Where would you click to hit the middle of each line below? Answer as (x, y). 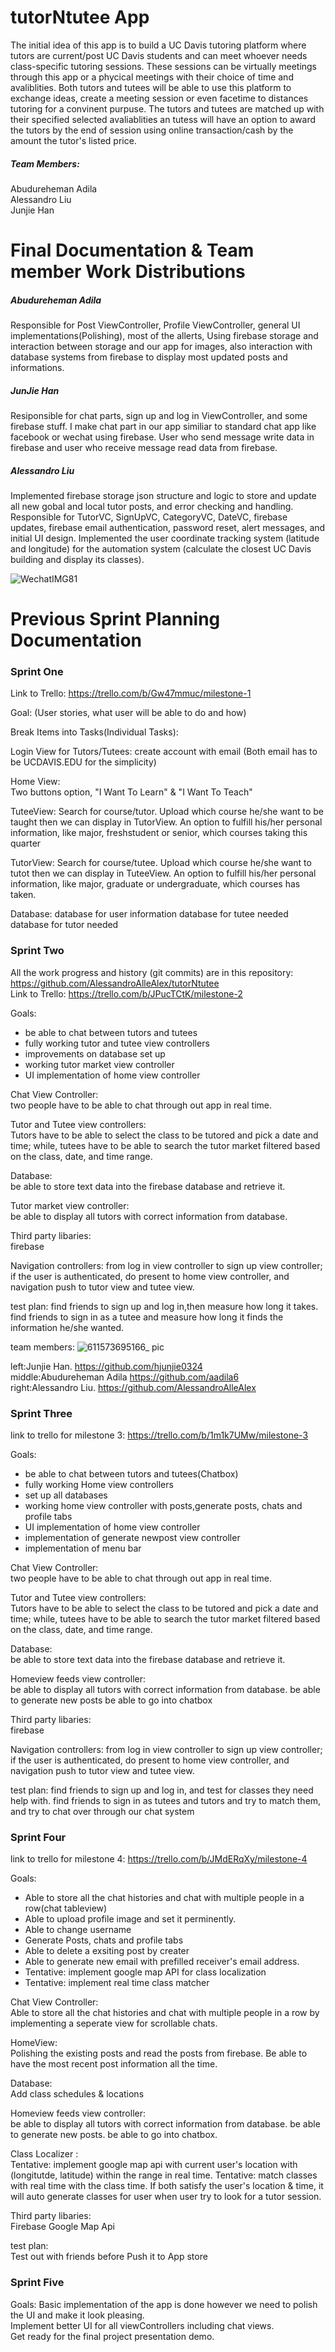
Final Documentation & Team (132, 250)
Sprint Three (41, 1413)
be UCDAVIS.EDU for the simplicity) (83, 762)
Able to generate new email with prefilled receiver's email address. (162, 1962)
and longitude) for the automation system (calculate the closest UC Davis (161, 549)
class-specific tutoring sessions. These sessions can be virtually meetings (164, 66)
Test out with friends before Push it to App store (109, 2257)
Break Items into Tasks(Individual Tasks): (94, 732)
